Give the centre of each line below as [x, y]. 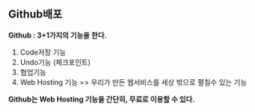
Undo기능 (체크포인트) [55, 62]
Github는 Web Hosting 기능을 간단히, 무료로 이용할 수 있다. [101, 99]
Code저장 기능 [43, 52]
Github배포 [35, 14]
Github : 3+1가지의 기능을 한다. [57, 35]
